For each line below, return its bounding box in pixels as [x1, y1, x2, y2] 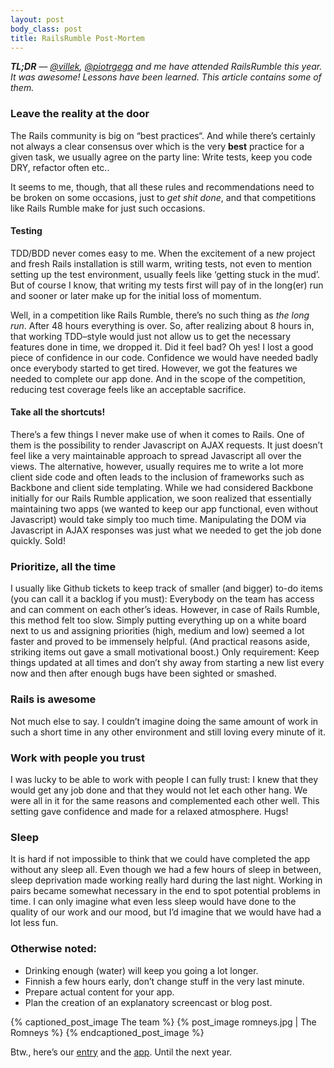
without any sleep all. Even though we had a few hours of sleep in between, [10, 864, 322, 876]
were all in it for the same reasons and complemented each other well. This [10, 794, 320, 806]
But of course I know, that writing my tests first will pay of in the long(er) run [10, 279, 324, 291]
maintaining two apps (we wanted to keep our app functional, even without [10, 503, 319, 515]
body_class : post [10, 24, 83, 34]
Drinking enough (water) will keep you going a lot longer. [24, 964, 259, 976]
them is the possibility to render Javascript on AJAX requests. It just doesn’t [10, 439, 323, 451]
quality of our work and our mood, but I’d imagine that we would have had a [10, 906, 322, 918]
